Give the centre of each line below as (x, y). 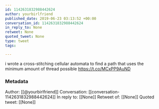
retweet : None (19, 32)
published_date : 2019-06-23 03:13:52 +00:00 (51, 18)
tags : (10, 46)
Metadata (16, 81)
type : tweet (17, 41)
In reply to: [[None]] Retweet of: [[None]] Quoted (105, 97)
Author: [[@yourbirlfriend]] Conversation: (46, 92)
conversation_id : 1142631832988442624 (44, 23)
